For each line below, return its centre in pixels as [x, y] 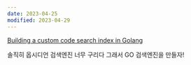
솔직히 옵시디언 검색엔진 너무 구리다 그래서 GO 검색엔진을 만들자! [96, 55]
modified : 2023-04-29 [39, 20]
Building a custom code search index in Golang [75, 40]
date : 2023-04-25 [33, 14]
